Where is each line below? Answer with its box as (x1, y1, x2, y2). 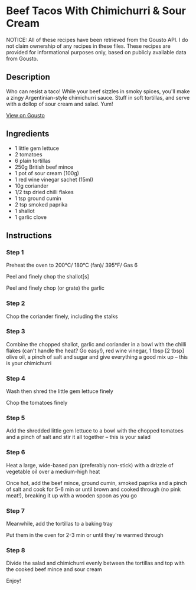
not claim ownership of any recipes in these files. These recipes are (6, 42, 171, 50)
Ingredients (6, 129, 50, 139)
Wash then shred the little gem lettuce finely (6, 388, 113, 395)
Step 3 (6, 327, 25, 336)
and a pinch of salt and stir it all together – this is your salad (6, 434, 151, 441)
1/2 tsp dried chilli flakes (14, 188, 74, 195)
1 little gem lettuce (14, 145, 59, 152)
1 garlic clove (14, 214, 47, 221)
